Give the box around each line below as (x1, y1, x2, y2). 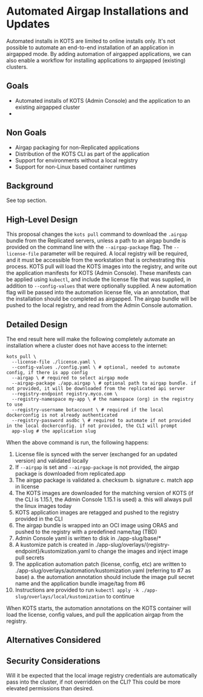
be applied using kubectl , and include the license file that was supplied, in (6, 276, 191, 283)
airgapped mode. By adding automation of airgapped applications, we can (6, 50, 191, 57)
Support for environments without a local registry (15, 156, 138, 164)
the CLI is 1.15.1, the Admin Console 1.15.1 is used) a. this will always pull (15, 496, 193, 503)
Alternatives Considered (6, 635, 101, 645)
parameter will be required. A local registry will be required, (40, 250, 188, 257)
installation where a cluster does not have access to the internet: (6, 342, 168, 349)
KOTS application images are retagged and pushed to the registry (15, 509, 179, 516)
